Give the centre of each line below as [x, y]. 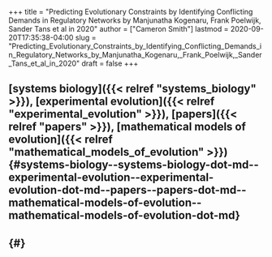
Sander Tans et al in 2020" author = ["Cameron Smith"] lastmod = [119, 29]
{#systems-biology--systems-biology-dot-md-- [134, 165]
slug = [86, 37]
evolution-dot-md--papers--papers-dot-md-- [127, 190]
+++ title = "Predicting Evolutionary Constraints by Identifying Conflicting [131, 12]
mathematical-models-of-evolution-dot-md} [125, 215]
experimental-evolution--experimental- [111, 178]
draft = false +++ [110, 63]
